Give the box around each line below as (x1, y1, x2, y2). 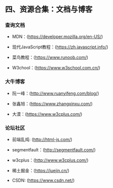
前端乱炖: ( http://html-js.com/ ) (12, 136, 73, 142)
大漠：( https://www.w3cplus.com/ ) (12, 111, 82, 117)
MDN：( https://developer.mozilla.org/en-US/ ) (12, 34, 103, 40)
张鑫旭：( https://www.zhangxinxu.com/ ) (12, 101, 93, 106)
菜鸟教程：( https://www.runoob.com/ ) (12, 55, 88, 61)
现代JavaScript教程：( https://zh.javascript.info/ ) (12, 44, 108, 50)
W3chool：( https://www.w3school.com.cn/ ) (12, 65, 100, 71)
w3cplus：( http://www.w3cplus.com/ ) (12, 157, 89, 163)
